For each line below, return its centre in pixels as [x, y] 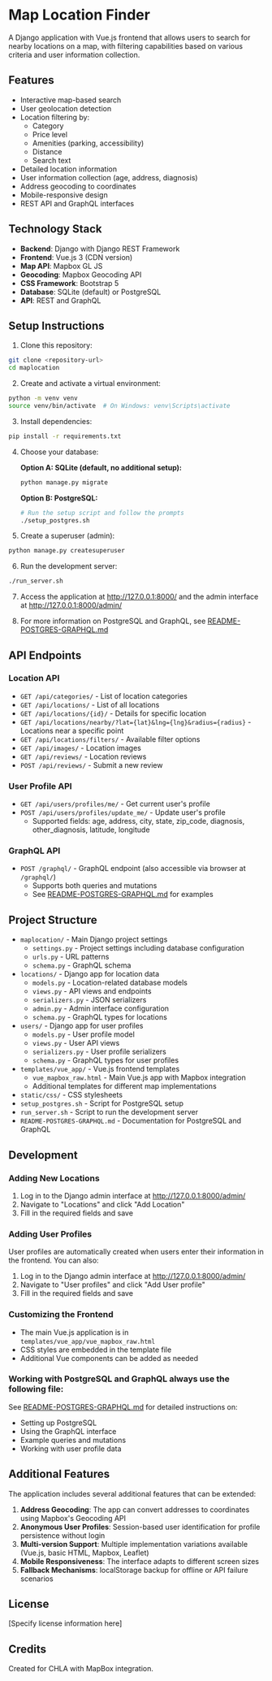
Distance [47, 151]
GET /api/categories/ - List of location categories [104, 695]
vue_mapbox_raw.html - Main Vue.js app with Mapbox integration [139, 1077]
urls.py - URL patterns [71, 957]
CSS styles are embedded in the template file [96, 1350]
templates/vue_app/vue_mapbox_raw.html [88, 1341]
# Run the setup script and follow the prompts [102, 513]
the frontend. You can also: [54, 1260]
